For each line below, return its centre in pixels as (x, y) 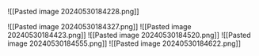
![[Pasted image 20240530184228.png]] (73, 11)
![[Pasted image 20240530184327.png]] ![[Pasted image (99, 26)
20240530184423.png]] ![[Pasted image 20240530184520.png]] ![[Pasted (129, 35)
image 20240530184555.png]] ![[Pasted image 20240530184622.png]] (124, 43)
